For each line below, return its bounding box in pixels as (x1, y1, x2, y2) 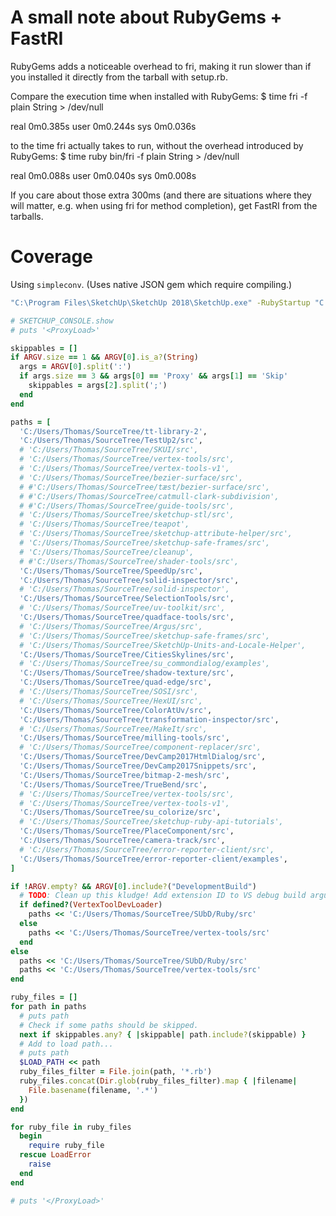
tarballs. (10, 210, 44, 222)
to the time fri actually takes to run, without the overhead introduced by (10, 139, 304, 151)
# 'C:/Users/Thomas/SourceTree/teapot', (19, 519, 190, 530)
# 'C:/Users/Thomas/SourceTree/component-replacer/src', (19, 742, 262, 753)
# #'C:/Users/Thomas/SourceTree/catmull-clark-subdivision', (19, 491, 280, 501)
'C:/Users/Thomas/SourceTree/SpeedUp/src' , (19, 566, 203, 576)
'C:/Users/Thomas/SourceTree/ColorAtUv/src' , (19, 705, 213, 715)
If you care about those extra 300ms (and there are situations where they (10, 189, 312, 201)
